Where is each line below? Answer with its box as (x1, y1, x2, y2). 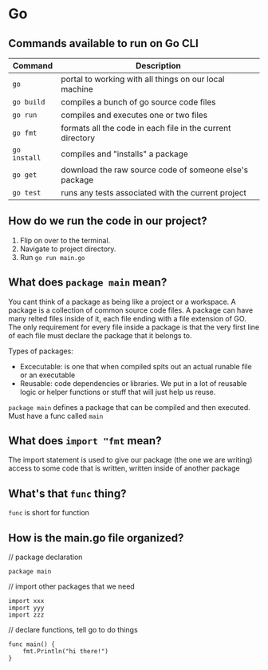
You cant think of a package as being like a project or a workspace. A (8, 297, 237, 306)
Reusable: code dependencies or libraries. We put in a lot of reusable (19, 378, 247, 388)
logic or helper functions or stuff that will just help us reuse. (19, 387, 216, 396)
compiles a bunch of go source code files (61, 97, 216, 108)
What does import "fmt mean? (8, 434, 162, 447)
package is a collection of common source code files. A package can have (8, 305, 254, 315)
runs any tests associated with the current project (61, 187, 247, 198)
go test (12, 188, 41, 197)
